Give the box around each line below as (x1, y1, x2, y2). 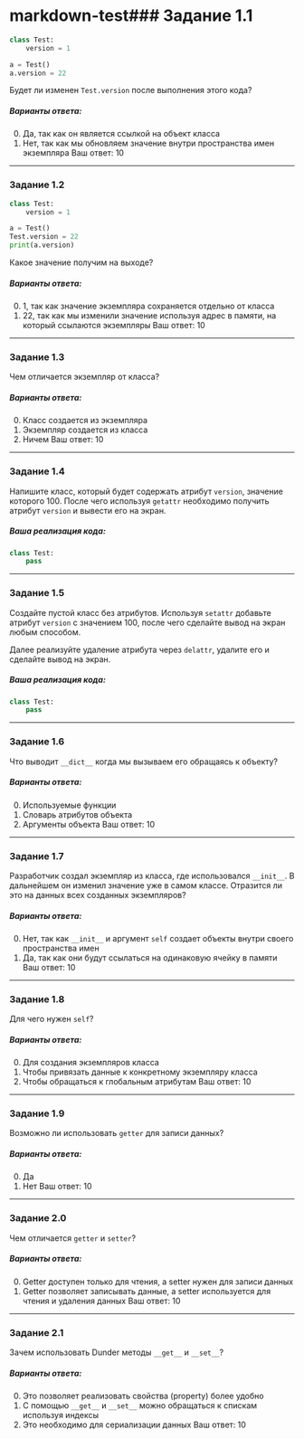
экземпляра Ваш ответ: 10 (22, 147, 125, 158)
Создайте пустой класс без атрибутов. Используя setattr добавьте (9, 607, 271, 618)
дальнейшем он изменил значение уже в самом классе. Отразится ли (9, 879, 283, 891)
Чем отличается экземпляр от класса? (9, 372, 160, 383)
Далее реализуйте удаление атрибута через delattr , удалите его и (9, 644, 270, 655)
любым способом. (9, 626, 81, 638)
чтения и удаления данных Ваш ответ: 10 (22, 1295, 181, 1306)
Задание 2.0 (9, 1212, 67, 1225)
